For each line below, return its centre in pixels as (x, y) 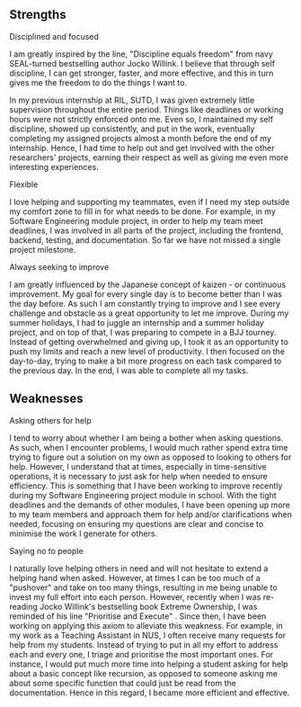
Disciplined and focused (54, 36)
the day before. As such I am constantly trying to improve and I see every (145, 303)
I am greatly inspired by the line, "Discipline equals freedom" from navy (142, 54)
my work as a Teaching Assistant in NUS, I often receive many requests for (148, 635)
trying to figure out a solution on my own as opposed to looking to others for (150, 457)
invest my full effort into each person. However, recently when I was (135, 596)
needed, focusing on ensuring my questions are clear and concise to (137, 524)
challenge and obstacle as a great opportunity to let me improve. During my (149, 313)
